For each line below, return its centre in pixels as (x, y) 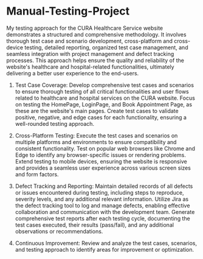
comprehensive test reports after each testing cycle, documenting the (102, 218)
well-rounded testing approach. (55, 123)
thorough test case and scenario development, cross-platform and (90, 41)
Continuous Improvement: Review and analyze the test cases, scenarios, (106, 243)
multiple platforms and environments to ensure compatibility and (96, 142)
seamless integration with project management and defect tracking (90, 54)
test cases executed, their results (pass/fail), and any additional (95, 225)
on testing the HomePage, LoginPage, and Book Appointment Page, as (104, 104)
